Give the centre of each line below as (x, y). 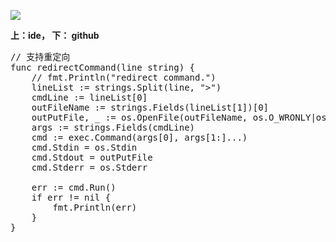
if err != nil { (71, 197)
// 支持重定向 (40, 56)
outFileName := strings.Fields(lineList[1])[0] (150, 107)
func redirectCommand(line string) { (103, 67)
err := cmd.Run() (74, 187)
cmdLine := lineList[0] (89, 97)
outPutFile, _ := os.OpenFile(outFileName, (139, 117)
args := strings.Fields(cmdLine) (113, 127)
